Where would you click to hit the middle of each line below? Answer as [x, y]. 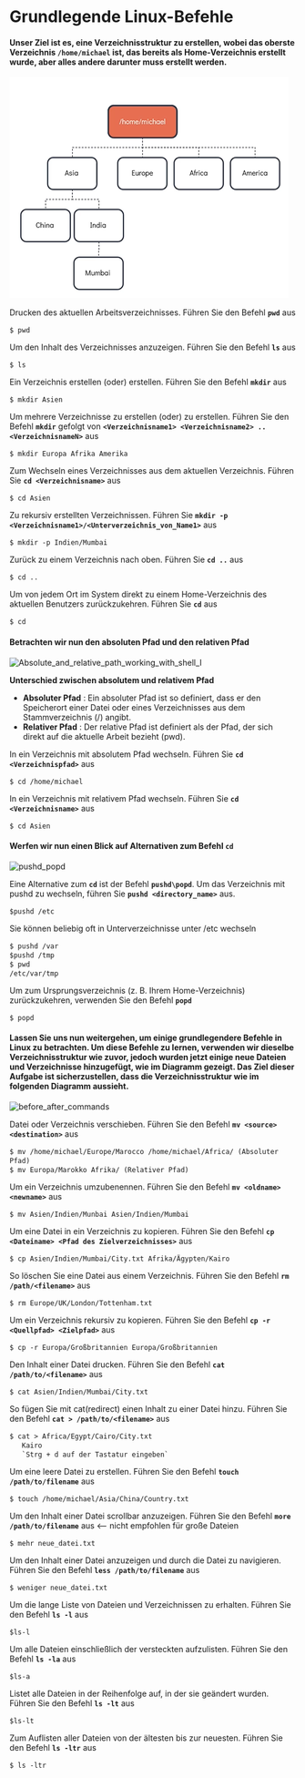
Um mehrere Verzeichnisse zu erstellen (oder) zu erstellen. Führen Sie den [149, 417]
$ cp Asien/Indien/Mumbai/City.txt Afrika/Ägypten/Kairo [120, 1259]
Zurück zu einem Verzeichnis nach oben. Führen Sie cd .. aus [127, 560]
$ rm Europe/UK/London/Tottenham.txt [81, 1303]
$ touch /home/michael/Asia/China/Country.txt [99, 1499]
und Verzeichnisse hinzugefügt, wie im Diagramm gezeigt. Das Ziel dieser [152, 1067]
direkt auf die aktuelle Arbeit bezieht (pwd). [104, 736]
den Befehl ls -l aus [49, 1615]
